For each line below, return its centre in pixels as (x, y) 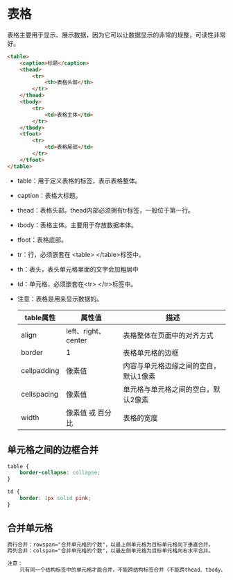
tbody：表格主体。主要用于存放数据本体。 (77, 225)
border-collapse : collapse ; (60, 473)
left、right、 (86, 331)
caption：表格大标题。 (49, 195)
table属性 (40, 317)
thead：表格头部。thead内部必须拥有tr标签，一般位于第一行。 (105, 210)
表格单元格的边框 (151, 353)
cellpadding (40, 370)
